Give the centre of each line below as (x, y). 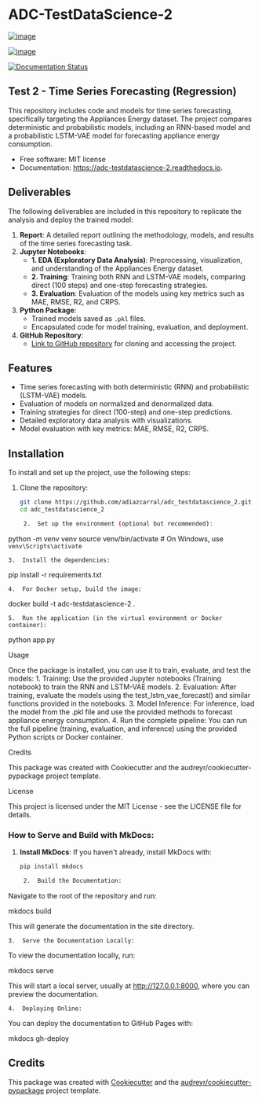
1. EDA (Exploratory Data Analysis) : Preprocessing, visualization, (137, 260)
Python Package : (48, 310)
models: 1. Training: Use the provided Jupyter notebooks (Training (115, 678)
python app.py (32, 640)
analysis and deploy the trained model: (71, 219)
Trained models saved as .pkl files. (89, 318)
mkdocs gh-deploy (38, 1038)
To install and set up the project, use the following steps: (99, 473)
